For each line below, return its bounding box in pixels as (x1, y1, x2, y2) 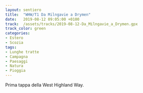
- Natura (5, 63, 24, 68)
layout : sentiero (5, 7, 42, 13)
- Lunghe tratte (5, 49, 39, 54)
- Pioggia (5, 68, 26, 73)
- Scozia (5, 40, 24, 45)
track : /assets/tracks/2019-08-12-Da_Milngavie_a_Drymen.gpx (5, 21, 138, 27)
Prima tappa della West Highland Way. (5, 82, 84, 88)
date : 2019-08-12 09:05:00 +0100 (5, 17, 80, 22)
